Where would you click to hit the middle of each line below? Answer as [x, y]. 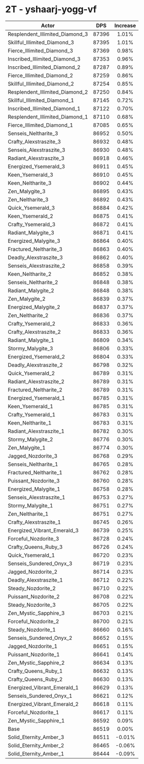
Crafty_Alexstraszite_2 [34, 332]
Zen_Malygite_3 [27, 191]
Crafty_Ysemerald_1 [32, 414]
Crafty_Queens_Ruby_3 [35, 547]
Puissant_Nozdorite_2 [34, 597]
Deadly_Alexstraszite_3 [35, 257]
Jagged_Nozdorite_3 [33, 456]
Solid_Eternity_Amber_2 [36, 745]
